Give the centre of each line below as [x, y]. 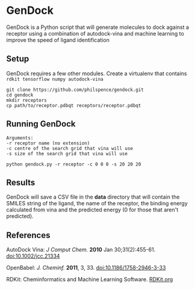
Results [21, 182]
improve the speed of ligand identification [58, 40]
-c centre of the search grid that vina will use [70, 148]
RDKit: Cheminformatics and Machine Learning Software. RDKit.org [90, 279]
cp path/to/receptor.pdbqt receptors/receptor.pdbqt [74, 105]
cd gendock [20, 95]
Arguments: [20, 138]
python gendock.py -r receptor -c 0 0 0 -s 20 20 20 [74, 164]
